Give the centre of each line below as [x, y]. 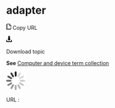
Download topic [26, 51]
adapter [26, 10]
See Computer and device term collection [58, 63]
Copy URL [25, 27]
